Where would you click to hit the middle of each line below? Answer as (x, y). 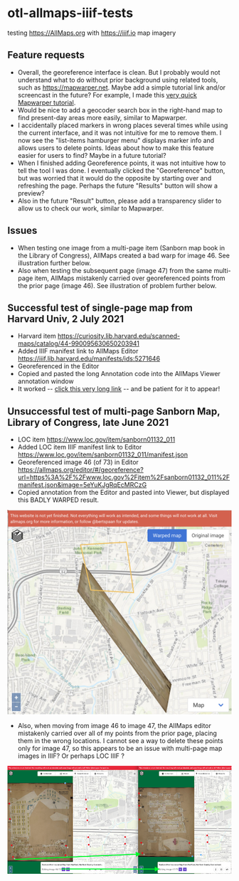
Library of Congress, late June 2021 (88, 422)
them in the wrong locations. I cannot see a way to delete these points (121, 740)
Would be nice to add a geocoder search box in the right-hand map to (120, 110)
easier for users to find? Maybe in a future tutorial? (92, 155)
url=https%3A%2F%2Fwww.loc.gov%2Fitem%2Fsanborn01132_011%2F (124, 477)
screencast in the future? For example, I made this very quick (107, 95)
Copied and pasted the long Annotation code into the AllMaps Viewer (119, 374)
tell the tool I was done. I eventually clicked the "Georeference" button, (121, 170)
